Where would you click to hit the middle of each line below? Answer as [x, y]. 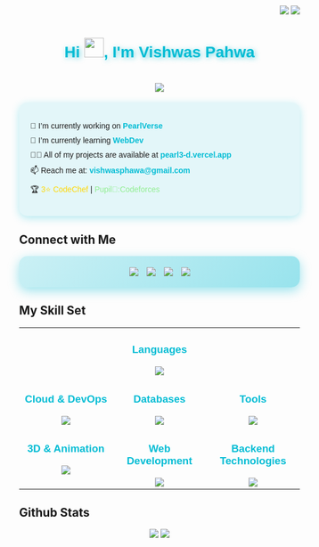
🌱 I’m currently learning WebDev [87, 141]
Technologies [253, 461]
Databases [159, 399]
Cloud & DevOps [66, 399]
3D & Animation [66, 448]
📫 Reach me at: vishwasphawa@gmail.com [110, 171]
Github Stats [54, 512]
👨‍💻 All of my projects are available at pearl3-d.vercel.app [131, 155]
